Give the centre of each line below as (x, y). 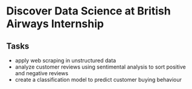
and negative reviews (41, 73)
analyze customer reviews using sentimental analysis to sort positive (100, 67)
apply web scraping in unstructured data (66, 60)
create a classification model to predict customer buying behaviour (98, 80)
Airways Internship (55, 24)
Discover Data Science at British (88, 11)
